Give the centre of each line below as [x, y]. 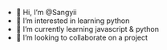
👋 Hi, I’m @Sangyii [46, 12]
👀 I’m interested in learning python [73, 21]
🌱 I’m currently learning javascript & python [87, 29]
